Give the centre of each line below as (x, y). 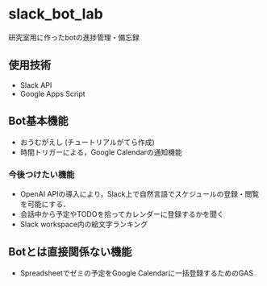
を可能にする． (45, 204)
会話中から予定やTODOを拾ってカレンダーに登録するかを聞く (122, 213)
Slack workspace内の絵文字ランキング (84, 224)
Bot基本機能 (38, 121)
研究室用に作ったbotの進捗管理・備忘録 (74, 37)
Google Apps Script (53, 93)
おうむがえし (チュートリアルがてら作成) (87, 142)
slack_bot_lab (56, 14)
